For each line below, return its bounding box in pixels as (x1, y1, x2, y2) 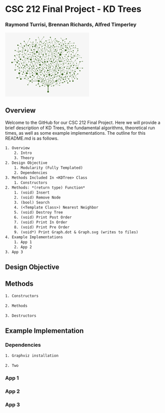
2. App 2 (14, 244, 32, 250)
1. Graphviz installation (5, 353, 58, 359)
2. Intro (14, 150, 32, 155)
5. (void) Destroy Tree (14, 209, 63, 215)
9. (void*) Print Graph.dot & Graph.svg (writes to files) (14, 229, 139, 235)
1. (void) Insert (14, 190, 50, 195)
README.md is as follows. (5, 135, 58, 141)
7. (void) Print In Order (14, 219, 68, 225)
